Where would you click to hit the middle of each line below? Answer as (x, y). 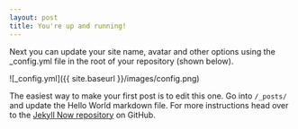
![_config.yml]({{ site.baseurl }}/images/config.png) (104, 78)
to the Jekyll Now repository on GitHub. (82, 115)
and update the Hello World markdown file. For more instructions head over (149, 105)
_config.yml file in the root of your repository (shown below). (122, 61)
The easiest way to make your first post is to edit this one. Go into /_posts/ (148, 96)
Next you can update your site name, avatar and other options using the (143, 51)
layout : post (34, 17)
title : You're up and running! (68, 26)
